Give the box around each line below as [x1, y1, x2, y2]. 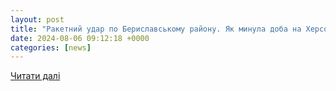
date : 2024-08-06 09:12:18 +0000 [10, 33, 150, 43]
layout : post [10, 14, 65, 25]
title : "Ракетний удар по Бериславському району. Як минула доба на [10, 24, 302, 34]
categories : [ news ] [10, 42, 92, 53]
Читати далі [10, 70, 61, 82]
